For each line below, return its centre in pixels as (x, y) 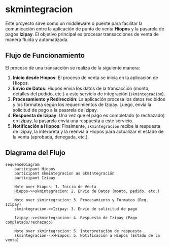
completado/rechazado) (29, 222)
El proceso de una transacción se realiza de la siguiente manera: (73, 67)
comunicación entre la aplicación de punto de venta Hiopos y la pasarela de (85, 28)
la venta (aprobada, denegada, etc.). (51, 137)
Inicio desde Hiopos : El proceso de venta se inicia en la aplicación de (85, 78)
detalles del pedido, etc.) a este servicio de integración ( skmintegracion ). (89, 94)
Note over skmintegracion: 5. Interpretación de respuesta (78, 231)
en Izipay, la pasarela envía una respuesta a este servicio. (73, 121)
